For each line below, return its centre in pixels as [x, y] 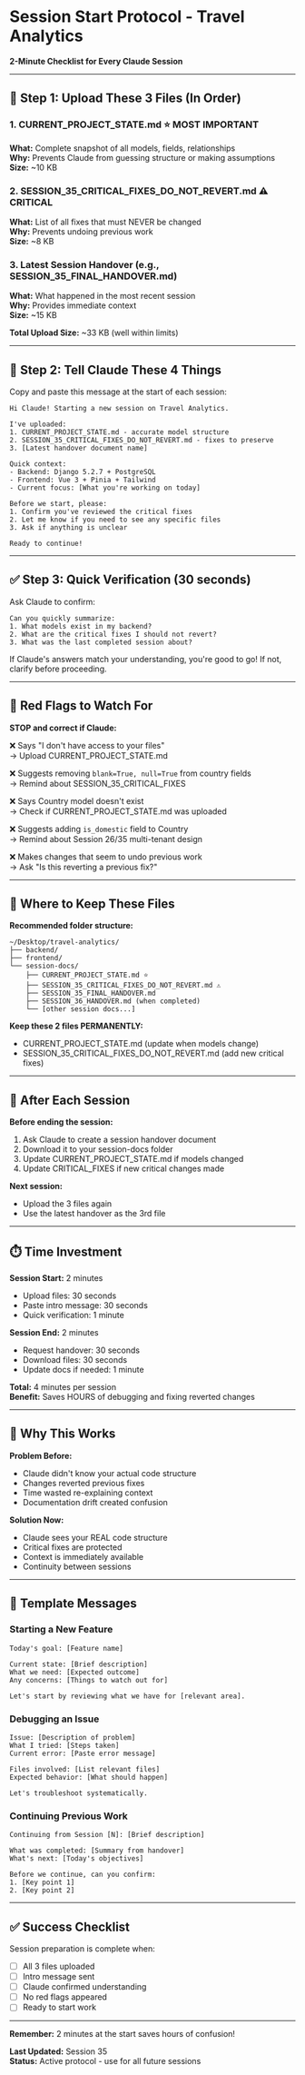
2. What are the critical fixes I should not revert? [113, 634]
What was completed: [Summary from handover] [97, 1851]
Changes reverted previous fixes [84, 1483]
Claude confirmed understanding [84, 1987]
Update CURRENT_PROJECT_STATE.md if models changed [133, 1159]
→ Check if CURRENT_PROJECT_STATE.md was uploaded [118, 811]
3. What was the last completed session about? [101, 642]
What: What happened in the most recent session [103, 296]
